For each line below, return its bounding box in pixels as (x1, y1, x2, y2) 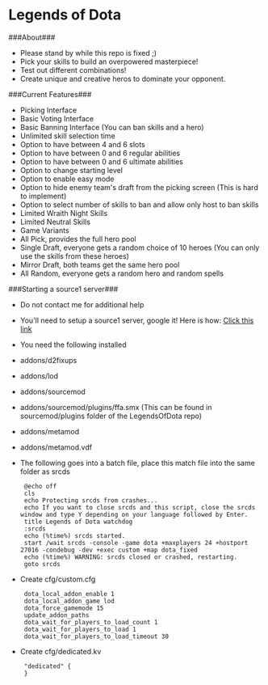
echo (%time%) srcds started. (23, 531, 126, 539)
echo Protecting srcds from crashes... (23, 496, 158, 505)
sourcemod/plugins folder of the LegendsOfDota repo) (19, 411, 203, 421)
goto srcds (23, 560, 61, 568)
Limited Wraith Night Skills (19, 208, 108, 218)
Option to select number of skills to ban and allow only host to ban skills (19, 200, 259, 209)
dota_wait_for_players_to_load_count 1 (23, 618, 158, 626)
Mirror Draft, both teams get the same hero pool (19, 260, 180, 269)
